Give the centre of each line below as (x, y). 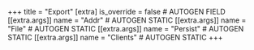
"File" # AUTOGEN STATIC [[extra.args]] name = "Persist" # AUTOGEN (126, 29)
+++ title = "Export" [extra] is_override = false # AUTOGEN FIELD (117, 12)
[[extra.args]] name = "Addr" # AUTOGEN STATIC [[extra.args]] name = (127, 20)
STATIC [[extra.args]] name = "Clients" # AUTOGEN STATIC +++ (115, 37)
